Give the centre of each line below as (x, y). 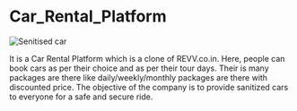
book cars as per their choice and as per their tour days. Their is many (139, 68)
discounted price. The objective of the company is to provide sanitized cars (149, 87)
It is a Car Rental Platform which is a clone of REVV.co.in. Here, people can (147, 58)
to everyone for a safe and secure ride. (81, 97)
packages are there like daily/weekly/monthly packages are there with (138, 77)
